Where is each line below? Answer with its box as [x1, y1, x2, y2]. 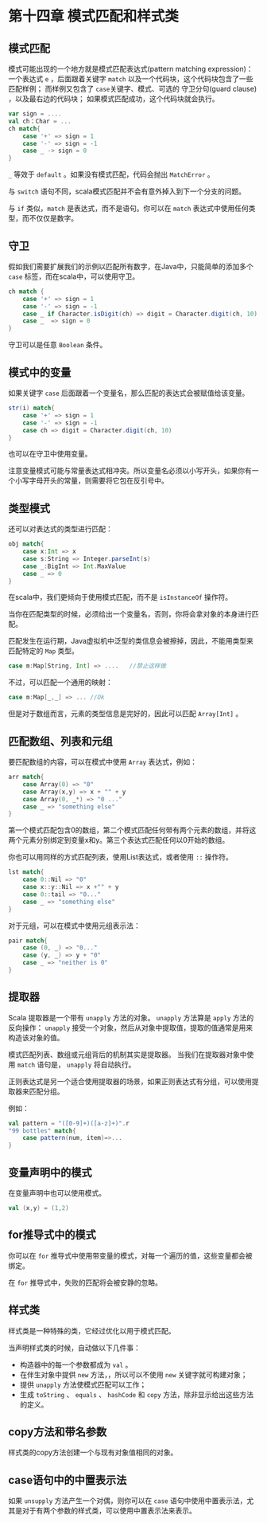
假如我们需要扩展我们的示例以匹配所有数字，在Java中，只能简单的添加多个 [8, 261, 254, 271]
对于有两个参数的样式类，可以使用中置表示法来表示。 [21, 1506, 196, 1516]
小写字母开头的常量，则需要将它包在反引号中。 [14, 476, 168, 486]
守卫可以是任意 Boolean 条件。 [8, 340, 107, 350]
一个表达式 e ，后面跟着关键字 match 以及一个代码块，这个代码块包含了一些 [8, 74, 253, 84]
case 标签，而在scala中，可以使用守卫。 [8, 272, 140, 281]
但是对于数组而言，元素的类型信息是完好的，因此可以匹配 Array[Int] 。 [8, 709, 243, 718]
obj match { [8, 540, 44, 548]
